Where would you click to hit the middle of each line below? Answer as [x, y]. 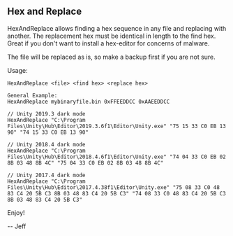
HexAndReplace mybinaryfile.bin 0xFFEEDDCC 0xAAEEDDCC [89, 102]
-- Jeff [17, 226]
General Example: [32, 95]
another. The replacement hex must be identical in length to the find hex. [112, 36]
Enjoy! [16, 212]
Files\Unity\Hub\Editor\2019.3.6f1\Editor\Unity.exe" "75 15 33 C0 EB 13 [117, 126]
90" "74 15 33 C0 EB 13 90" [48, 132]
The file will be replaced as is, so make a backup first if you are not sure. [112, 57]
